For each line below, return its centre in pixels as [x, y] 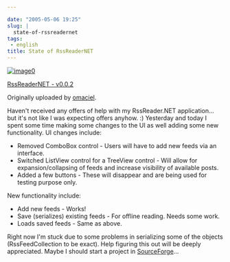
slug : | [18, 26]
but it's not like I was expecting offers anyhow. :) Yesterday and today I [107, 118]
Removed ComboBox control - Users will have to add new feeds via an [117, 146]
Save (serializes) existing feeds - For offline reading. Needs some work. [118, 216]
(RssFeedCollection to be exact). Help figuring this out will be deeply [104, 244]
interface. [31, 153]
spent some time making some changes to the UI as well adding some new [113, 125]
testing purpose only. [47, 182]
